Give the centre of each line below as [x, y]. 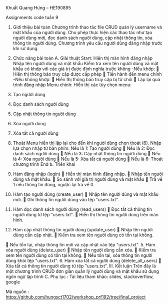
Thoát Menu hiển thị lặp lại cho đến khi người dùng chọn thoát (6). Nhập [87, 143]
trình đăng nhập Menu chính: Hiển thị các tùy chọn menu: [72, 85]
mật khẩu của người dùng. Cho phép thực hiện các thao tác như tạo [82, 32]
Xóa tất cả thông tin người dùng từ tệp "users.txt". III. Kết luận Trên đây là [81, 266]
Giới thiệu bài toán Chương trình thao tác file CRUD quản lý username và [87, 27]
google [13, 282]
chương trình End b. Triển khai [44, 164]
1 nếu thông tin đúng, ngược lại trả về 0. [53, 185]
